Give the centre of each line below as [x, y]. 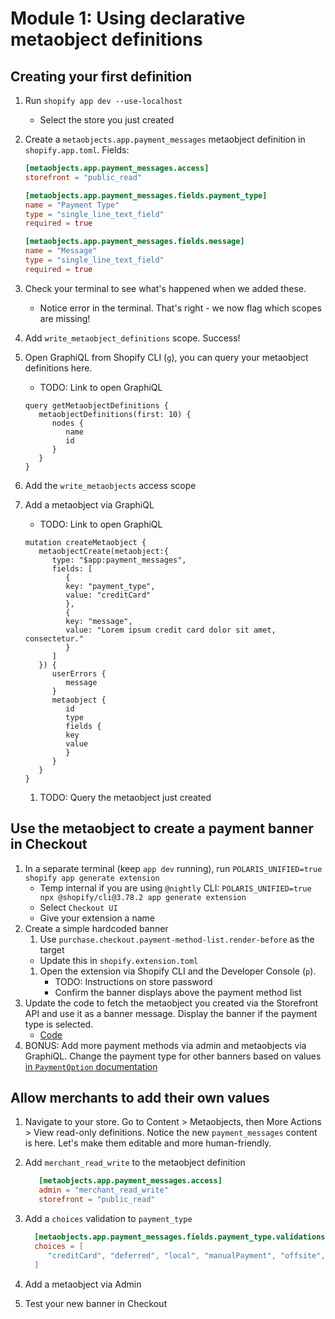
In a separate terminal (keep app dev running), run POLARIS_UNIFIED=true [173, 868]
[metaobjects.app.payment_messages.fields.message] [134, 242]
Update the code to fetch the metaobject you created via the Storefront [171, 1003]
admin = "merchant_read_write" [103, 1190]
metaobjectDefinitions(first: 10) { [115, 414]
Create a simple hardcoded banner [96, 928]
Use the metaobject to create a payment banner [162, 828]
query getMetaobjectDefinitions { [96, 405]
